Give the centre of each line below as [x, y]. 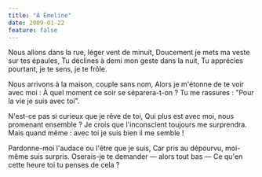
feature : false [33, 30]
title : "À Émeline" [40, 15]
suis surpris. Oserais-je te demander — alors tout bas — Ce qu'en [136, 157]
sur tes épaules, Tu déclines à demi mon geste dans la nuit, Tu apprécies [126, 61]
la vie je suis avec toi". [44, 101]
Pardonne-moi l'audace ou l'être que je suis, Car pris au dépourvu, [116, 148]
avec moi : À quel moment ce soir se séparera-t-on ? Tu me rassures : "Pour [131, 93]
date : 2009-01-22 [36, 23]
